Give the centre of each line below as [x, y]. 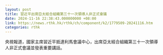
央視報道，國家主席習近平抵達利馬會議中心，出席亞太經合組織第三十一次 [77, 42]
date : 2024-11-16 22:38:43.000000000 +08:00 [51, 18]
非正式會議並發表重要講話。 [37, 48]
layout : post [18, 9]
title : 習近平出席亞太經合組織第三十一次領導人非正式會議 [56, 14]
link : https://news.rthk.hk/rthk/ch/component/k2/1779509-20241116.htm [79, 23]
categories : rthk [23, 27]
